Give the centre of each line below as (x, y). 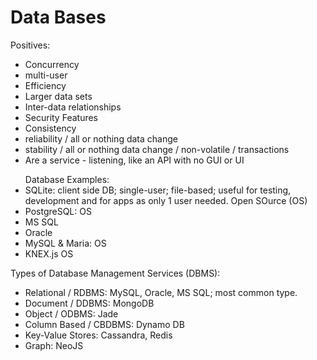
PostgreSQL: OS (58, 211)
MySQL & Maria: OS (65, 243)
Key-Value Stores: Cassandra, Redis (98, 335)
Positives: (30, 45)
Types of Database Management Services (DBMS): (115, 273)
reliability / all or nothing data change (101, 138)
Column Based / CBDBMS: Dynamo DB (104, 324)
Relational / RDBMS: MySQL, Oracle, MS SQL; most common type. (161, 292)
